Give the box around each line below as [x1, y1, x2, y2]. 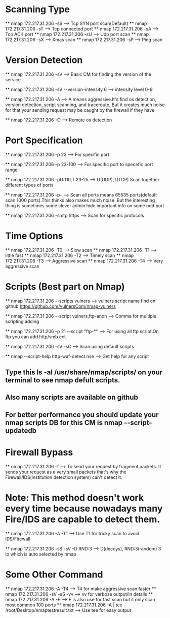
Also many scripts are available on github [5, 393, 138, 402]
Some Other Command [5, 569, 103, 580]
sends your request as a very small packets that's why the [5, 469, 126, 475]
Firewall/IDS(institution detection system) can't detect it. [5, 474, 122, 480]
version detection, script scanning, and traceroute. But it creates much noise [5, 102, 165, 108]
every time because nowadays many [5, 503, 163, 514]
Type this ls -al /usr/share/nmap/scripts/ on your [5, 368, 163, 377]
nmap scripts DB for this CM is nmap [5, 418, 123, 427]
